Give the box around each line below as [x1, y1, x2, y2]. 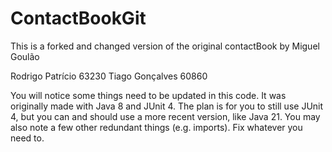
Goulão [10, 50, 40, 62]
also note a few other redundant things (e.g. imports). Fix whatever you [10, 121, 303, 133]
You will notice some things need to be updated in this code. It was [10, 89, 287, 101]
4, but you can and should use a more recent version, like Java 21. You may [10, 110, 321, 122]
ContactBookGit [10, 7, 147, 30]
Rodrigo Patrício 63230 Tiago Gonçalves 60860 [10, 70, 208, 82]
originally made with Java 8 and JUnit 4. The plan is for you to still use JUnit [10, 100, 324, 112]
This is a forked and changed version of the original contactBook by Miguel [10, 40, 320, 52]
